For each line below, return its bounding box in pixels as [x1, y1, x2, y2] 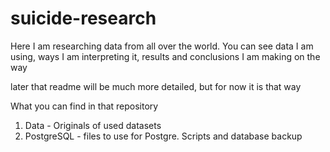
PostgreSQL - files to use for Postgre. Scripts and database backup [24, 130, 303, 142]
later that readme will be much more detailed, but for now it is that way [10, 80, 302, 92]
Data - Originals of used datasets [24, 119, 162, 131]
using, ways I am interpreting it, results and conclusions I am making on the [10, 50, 321, 62]
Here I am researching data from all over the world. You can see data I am [10, 40, 314, 52]
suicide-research [10, 7, 157, 30]
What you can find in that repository [10, 100, 159, 112]
